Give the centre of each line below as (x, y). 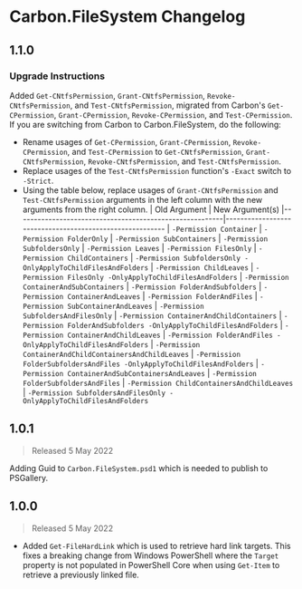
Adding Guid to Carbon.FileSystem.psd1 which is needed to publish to (139, 468)
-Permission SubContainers (165, 239)
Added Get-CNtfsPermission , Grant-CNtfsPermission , (107, 95)
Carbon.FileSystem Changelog (127, 17)
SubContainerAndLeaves (110, 306)
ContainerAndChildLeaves (114, 335)
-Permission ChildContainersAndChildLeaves (210, 383)
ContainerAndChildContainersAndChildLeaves (106, 354)
